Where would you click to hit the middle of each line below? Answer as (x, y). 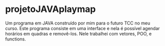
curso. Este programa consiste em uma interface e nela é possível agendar (82, 28)
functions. (16, 39)
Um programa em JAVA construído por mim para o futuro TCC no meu (78, 23)
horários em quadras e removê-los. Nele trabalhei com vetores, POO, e (78, 33)
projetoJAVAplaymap (51, 9)
